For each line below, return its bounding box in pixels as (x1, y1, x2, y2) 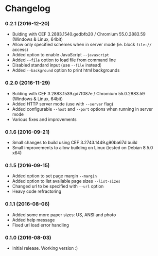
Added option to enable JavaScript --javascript (12, 52, 109, 58)
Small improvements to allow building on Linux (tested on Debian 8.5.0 (12, 145, 153, 151)
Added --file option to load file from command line (12, 57, 116, 63)
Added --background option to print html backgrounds (12, 68, 120, 73)
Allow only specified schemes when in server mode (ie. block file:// (12, 42, 152, 48)
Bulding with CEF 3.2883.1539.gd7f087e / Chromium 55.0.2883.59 (12, 90, 145, 96)
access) (12, 47, 28, 52)
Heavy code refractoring (12, 188, 62, 194)
